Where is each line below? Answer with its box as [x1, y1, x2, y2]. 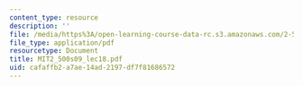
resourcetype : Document [9, 47, 99, 56]
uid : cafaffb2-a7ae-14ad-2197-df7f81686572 [9, 64, 176, 73]
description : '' [9, 21, 70, 30]
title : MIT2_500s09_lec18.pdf [9, 55, 124, 64]
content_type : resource [9, 13, 99, 22]
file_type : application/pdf [9, 38, 115, 47]
